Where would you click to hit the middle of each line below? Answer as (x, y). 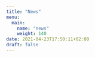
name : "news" (33, 28)
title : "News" (24, 12)
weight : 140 (32, 34)
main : (19, 23)
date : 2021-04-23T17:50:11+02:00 (48, 39)
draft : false (22, 45)
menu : (13, 17)
